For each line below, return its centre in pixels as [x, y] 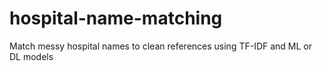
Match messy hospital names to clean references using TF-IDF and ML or [161, 46]
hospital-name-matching [116, 18]
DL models [31, 56]
